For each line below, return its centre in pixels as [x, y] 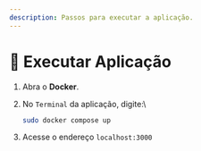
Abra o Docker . [50, 87]
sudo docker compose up [67, 120]
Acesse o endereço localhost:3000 [87, 137]
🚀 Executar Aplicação [90, 61]
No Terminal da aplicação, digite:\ [84, 104]
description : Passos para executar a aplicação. [101, 17]
